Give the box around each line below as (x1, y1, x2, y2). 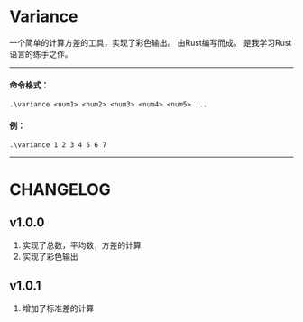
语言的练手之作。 (9, 48, 73, 60)
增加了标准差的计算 (22, 303, 95, 314)
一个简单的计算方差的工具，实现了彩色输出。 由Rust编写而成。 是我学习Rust (9, 37, 292, 48)
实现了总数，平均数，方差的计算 (22, 240, 142, 251)
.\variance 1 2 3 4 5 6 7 (9, 141, 106, 150)
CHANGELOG (9, 179, 111, 199)
